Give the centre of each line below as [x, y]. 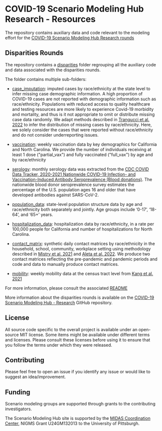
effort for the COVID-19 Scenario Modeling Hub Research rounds [70, 38]
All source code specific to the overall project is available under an [71, 329]
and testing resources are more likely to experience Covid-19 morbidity [83, 109]
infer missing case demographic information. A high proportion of [77, 93]
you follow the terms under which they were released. [59, 345]
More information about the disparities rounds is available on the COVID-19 [80, 297]
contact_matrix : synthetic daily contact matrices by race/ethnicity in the [83, 244]
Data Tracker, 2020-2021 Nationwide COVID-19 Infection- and [74, 174]
